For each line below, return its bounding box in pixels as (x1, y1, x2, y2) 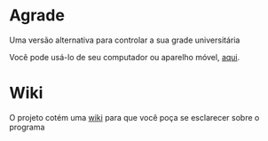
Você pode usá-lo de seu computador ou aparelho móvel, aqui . (9, 51, 240, 62)
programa (9, 121, 45, 132)
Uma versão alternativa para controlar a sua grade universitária (9, 35, 240, 45)
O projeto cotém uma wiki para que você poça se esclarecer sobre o (9, 112, 260, 122)
